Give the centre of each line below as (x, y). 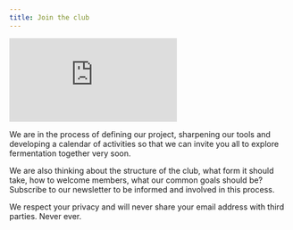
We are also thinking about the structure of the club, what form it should (142, 170)
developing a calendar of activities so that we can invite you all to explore (144, 144)
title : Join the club (50, 17)
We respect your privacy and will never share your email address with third (146, 207)
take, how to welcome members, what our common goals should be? (136, 180)
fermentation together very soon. (70, 153)
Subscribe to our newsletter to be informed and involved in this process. (142, 189)
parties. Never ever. (46, 216)
